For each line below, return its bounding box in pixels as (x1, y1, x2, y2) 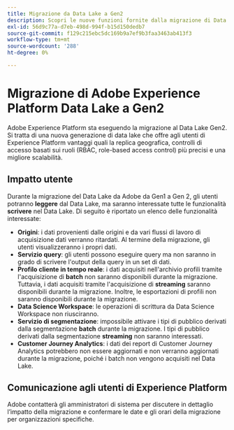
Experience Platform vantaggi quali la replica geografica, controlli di (7, 138, 203, 147)
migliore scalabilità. (7, 153, 63, 162)
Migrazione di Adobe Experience (7, 85, 201, 101)
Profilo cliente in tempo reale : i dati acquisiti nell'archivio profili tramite (17, 265, 222, 273)
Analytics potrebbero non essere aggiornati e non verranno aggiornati (17, 347, 219, 355)
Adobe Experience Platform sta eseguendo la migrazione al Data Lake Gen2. (7, 123, 228, 131)
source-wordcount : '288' (7, 43, 80, 50)
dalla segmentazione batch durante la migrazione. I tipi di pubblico (17, 324, 210, 333)
